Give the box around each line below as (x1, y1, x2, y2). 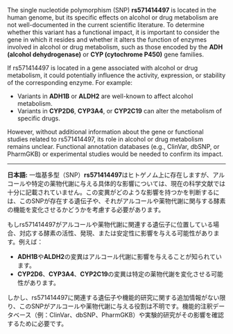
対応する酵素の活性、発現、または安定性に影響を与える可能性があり (19, 229, 214, 237)
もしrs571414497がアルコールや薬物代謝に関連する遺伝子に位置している (7, 221, 214, 228)
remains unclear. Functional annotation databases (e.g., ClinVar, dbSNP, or (7, 143, 220, 150)
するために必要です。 (7, 319, 68, 328)
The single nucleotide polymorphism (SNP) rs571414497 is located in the (7, 6, 217, 14)
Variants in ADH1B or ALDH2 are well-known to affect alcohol (17, 92, 193, 100)
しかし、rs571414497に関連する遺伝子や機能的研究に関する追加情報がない (7, 294, 220, 301)
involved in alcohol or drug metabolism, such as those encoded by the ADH (7, 43, 223, 51)
